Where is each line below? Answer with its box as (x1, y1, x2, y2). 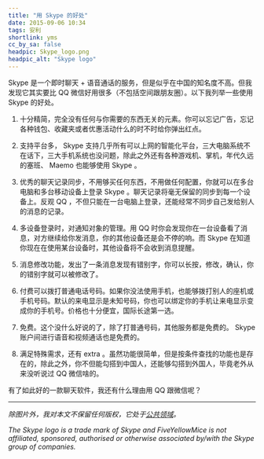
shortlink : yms (8, 33, 58, 42)
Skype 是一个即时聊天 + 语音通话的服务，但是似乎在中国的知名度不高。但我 (8, 78, 253, 87)
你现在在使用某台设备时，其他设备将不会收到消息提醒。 (19, 243, 199, 252)
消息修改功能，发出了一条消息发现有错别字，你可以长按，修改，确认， (19, 259, 247, 269)
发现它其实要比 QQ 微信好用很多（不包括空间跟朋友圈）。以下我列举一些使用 (8, 87, 254, 97)
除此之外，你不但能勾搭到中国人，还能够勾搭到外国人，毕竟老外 (40, 358, 247, 368)
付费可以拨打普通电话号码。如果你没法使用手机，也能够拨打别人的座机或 (19, 286, 254, 296)
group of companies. (8, 442, 76, 451)
